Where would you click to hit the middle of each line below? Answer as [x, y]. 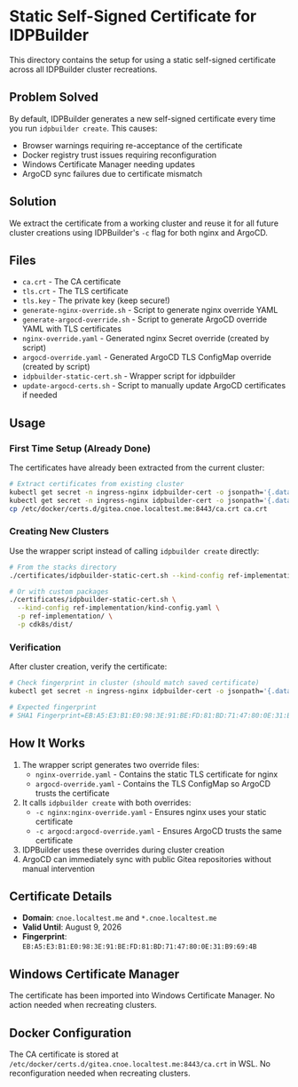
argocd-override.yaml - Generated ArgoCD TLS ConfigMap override [147, 357]
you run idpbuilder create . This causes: [83, 128]
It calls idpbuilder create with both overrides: [106, 803]
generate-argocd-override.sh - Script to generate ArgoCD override [145, 320]
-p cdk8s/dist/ [45, 625]
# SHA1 [21, 715]
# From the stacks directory [63, 567]
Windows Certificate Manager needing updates [108, 164]
